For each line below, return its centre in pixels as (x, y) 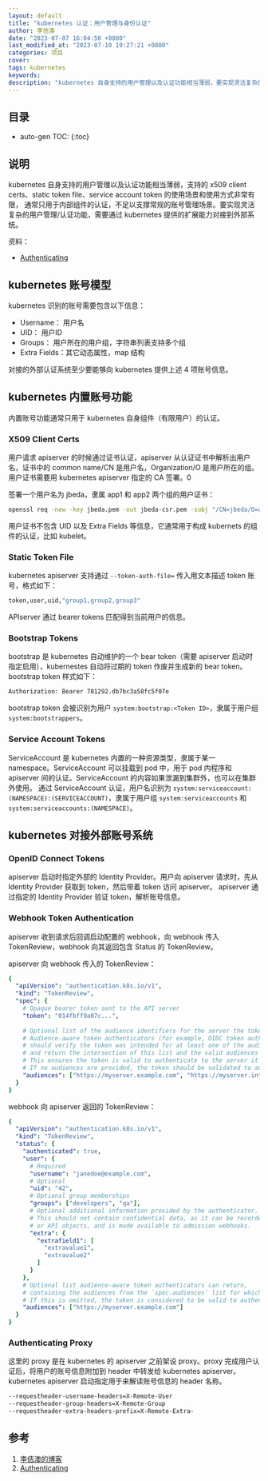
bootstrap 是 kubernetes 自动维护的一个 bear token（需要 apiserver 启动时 (131, 657)
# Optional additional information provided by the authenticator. (144, 1211)
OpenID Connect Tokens (57, 858)
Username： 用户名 (52, 322)
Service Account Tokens (57, 739)
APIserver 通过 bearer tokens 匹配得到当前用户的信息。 (99, 617)
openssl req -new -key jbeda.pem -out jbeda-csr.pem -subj (108, 510)
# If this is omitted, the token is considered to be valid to (130, 1300)
